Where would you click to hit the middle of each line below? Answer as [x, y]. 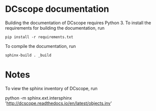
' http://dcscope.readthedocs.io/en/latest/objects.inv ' [58, 103]
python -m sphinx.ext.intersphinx [39, 98]
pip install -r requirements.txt [39, 37]
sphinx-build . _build [28, 55]
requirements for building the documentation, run [55, 28]
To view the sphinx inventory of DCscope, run [52, 88]
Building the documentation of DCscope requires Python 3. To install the [78, 23]
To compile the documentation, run [40, 46]
